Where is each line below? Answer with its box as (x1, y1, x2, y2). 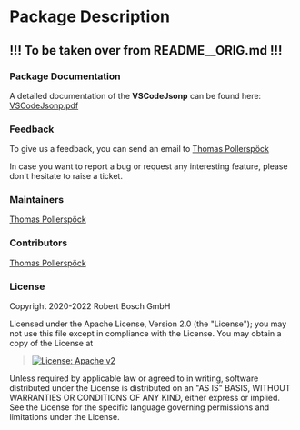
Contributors (9, 236, 68, 249)
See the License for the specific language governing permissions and (9, 402, 270, 413)
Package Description (9, 6, 171, 27)
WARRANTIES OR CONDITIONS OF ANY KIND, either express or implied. (9, 393, 280, 404)
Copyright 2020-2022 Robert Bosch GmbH (9, 301, 171, 312)
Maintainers (9, 194, 65, 206)
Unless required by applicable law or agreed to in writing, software (9, 373, 259, 384)
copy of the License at (9, 338, 94, 349)
